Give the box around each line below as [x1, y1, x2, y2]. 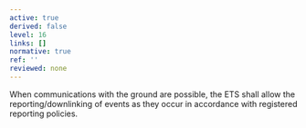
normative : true [9, 47, 71, 56]
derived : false [9, 22, 68, 31]
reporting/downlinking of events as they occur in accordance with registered [9, 98, 298, 109]
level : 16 [9, 30, 47, 39]
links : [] [9, 38, 47, 48]
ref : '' [9, 55, 39, 64]
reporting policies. [9, 108, 79, 119]
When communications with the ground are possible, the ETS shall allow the [9, 88, 295, 100]
